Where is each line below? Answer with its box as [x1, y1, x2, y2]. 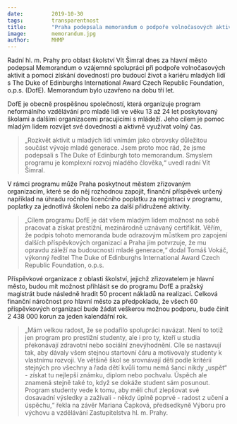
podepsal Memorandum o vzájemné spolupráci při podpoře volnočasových [7, 64, 226, 72]
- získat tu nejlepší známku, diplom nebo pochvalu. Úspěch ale [24, 371, 207, 379]
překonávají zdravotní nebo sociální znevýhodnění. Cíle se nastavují [24, 341, 221, 350]
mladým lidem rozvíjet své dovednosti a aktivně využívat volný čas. [7, 122, 202, 131]
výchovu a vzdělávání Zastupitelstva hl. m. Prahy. [24, 408, 168, 417]
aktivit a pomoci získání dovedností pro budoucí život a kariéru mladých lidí [7, 71, 226, 80]
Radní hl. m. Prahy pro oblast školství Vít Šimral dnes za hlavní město [7, 56, 207, 64]
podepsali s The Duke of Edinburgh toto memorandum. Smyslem [24, 151, 213, 160]
